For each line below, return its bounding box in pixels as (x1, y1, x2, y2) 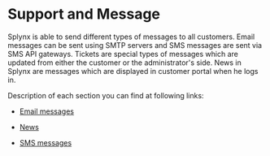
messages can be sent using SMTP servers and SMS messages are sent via (7, 40, 262, 50)
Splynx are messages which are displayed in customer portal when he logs (7, 66, 259, 76)
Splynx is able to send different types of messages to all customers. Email (7, 32, 255, 41)
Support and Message (7, 5, 160, 24)
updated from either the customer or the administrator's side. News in (7, 58, 242, 67)
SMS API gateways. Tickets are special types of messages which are (7, 49, 239, 58)
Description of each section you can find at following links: (7, 90, 204, 100)
